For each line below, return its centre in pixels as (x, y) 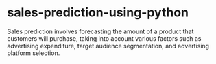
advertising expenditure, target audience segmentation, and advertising (108, 46)
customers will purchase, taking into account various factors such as (104, 38)
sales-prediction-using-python (98, 13)
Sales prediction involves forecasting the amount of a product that (100, 31)
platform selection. (34, 53)
